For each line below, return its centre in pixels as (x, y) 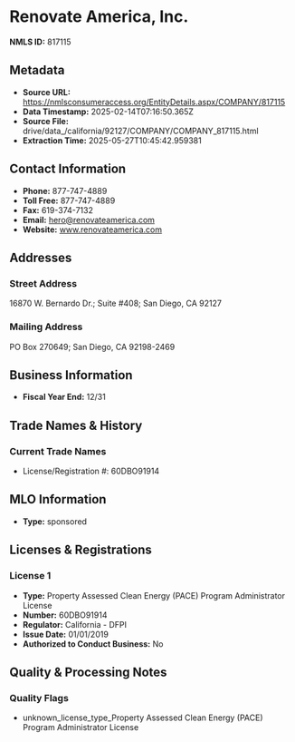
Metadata (37, 70)
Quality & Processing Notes (88, 672)
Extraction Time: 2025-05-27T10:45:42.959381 (112, 140)
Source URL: (46, 92)
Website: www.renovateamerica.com (92, 229)
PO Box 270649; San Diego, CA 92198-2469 (92, 347)
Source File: (46, 121)
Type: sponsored (55, 521)
